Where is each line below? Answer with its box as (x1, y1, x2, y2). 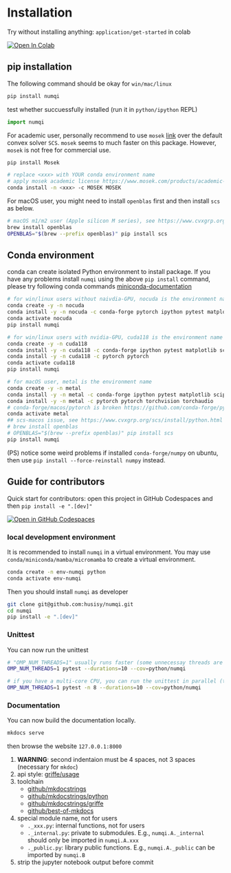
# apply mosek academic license (7, 178, 100, 185)
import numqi (7, 119, 45, 126)
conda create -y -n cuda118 (7, 340, 88, 347)
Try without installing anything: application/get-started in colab (7, 28, 191, 36)
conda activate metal (7, 411, 69, 418)
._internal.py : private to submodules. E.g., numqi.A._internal (27, 829, 205, 837)
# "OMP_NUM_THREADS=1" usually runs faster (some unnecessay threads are (7, 659, 223, 666)
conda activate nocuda (7, 315, 72, 322)
